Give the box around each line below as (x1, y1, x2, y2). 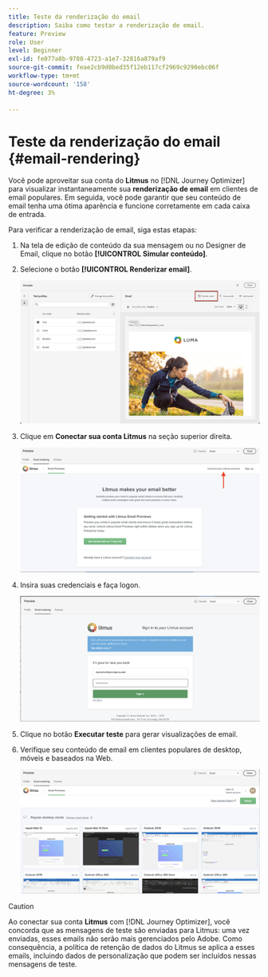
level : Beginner (8, 46, 62, 55)
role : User (8, 38, 45, 46)
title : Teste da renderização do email (8, 13, 141, 21)
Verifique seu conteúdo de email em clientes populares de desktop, (19, 745, 242, 754)
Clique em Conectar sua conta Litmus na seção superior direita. (19, 432, 233, 441)
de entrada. (8, 210, 46, 220)
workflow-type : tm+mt (8, 72, 81, 80)
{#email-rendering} (8, 149, 141, 168)
